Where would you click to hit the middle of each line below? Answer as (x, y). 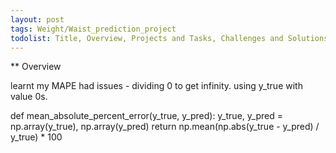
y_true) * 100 (36, 137)
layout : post (37, 19)
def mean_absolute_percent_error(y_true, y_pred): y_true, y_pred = (146, 116)
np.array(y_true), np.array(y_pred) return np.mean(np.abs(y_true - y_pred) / (165, 127)
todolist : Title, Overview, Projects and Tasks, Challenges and (147, 38)
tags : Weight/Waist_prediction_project (93, 29)
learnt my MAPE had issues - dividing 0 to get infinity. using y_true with (156, 86)
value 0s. (29, 97)
